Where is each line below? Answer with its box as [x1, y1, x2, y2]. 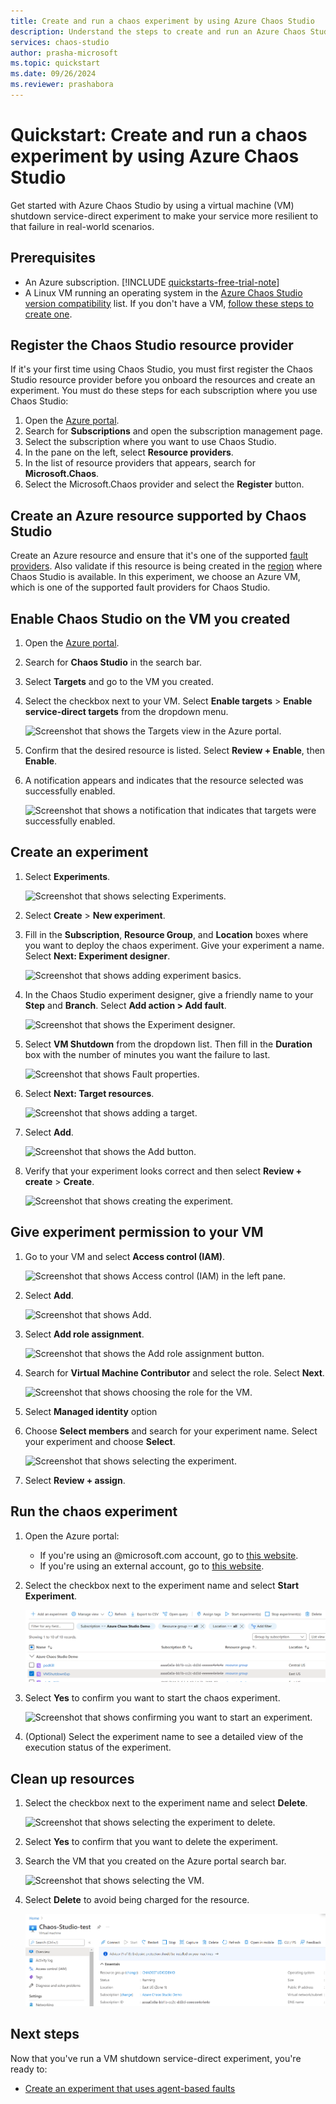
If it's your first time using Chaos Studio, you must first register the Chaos [10, 363, 313, 375]
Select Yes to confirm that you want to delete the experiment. [24, 1836, 278, 1848]
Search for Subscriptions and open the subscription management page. [24, 425, 323, 437]
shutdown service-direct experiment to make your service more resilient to [10, 210, 319, 222]
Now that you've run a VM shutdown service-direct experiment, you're [10, 2052, 302, 2064]
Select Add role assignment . [24, 1328, 145, 1340]
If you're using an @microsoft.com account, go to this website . [39, 1549, 299, 1561]
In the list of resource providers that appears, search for [24, 457, 256, 469]
